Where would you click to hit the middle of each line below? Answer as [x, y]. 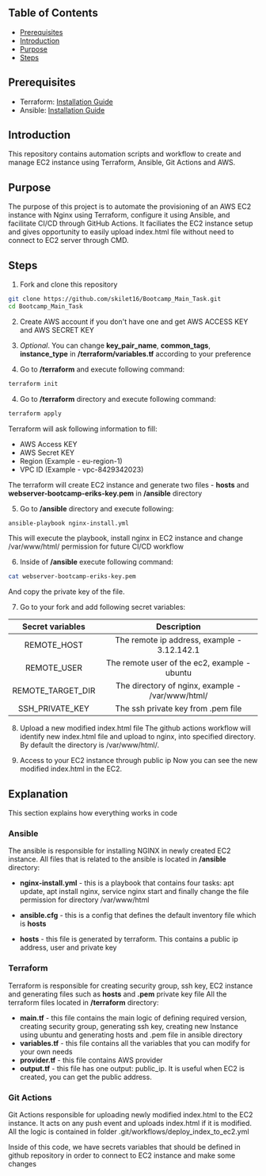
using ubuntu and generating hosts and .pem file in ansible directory [131, 1035]
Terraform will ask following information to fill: [83, 429]
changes [23, 1164]
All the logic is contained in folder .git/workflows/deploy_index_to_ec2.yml [129, 1132]
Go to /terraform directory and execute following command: [118, 399]
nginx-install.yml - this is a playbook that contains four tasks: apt [127, 883]
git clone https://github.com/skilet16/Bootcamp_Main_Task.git [115, 299]
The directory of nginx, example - [179, 686]
